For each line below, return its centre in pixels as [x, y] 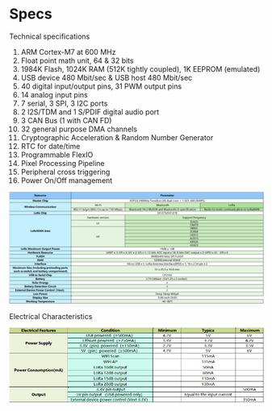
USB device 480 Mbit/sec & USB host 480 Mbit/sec [107, 77]
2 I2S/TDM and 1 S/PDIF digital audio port [90, 112]
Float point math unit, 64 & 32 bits [77, 60]
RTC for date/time [50, 146]
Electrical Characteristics [51, 317]
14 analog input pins [54, 94]
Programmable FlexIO [57, 155]
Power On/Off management [67, 180]
